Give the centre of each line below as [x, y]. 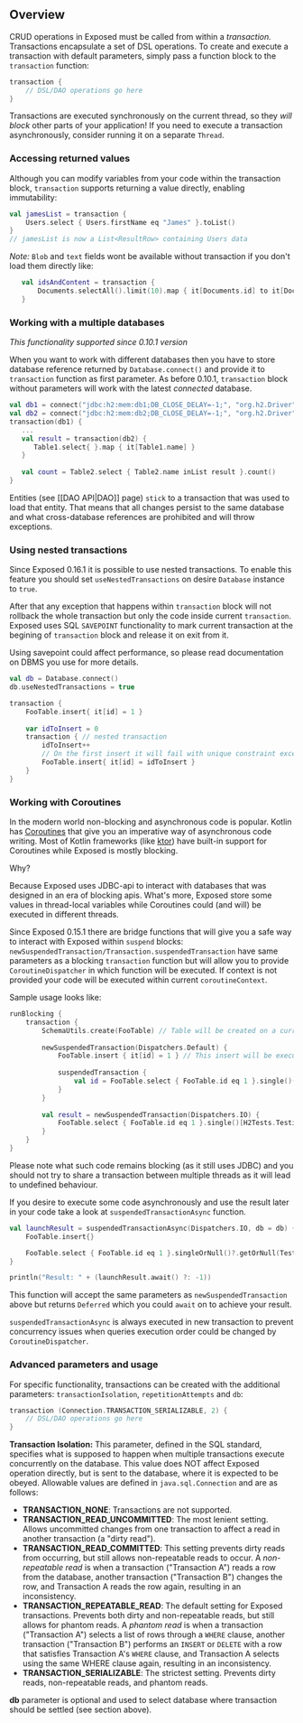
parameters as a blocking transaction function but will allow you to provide [149, 960]
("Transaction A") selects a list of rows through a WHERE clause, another [154, 1635]
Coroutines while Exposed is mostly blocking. [94, 851]
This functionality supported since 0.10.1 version [98, 342]
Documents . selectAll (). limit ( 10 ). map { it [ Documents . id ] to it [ [161, 291]
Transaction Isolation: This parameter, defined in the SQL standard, [136, 1445]
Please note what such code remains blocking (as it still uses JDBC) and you [151, 1165]
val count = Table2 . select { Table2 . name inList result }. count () [149, 472]
